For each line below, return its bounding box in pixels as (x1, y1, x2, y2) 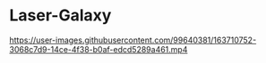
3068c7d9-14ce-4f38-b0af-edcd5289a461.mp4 (9, 43, 188, 54)
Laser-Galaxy (9, 5, 112, 26)
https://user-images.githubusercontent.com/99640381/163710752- (9, 35, 257, 45)
